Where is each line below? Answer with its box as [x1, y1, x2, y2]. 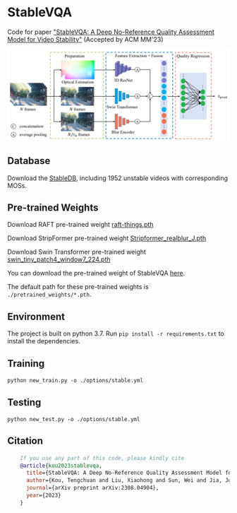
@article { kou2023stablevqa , [20, 462, 102, 469]
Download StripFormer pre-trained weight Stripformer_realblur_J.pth [7, 234, 207, 242]
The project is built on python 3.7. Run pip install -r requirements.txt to [7, 329, 224, 338]
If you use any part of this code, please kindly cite [20, 454, 185, 461]
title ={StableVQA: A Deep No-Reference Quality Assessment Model [25, 469, 222, 477]
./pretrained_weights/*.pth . [7, 290, 92, 299]
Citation [7, 435, 44, 447]
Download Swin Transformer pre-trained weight [7, 248, 147, 256]
